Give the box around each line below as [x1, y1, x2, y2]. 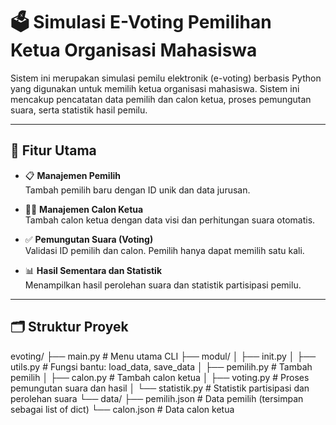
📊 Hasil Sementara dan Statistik [24, 264, 163, 276]
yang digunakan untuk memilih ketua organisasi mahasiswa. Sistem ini [10, 82, 300, 94]
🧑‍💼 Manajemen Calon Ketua [24, 203, 144, 215]
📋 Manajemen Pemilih [24, 169, 121, 181]
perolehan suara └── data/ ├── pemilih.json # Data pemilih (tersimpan [10, 392, 304, 404]
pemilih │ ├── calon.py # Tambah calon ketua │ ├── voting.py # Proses [10, 371, 310, 383]
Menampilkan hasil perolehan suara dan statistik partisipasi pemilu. [24, 279, 302, 291]
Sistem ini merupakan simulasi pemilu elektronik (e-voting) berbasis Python [10, 72, 322, 84]
